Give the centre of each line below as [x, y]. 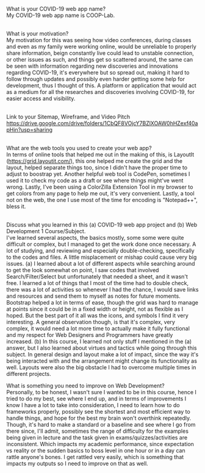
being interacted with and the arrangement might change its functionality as [102, 361]
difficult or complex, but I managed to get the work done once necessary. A [101, 244]
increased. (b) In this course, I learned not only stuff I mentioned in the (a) [99, 341]
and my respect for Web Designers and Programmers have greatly [90, 335]
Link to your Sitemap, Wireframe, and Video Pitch [68, 117]
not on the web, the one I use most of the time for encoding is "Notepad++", [102, 200]
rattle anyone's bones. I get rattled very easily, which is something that [95, 457]
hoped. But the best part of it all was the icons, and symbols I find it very [98, 316]
